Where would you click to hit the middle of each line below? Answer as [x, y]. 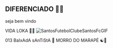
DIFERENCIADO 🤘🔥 [35, 9]
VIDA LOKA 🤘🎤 [20, 31]
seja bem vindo [21, 21]
